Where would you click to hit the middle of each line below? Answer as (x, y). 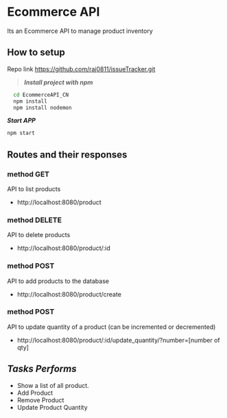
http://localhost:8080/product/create (69, 294)
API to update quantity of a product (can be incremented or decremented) (111, 327)
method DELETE (34, 220)
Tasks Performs (42, 369)
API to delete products (39, 235)
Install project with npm (58, 82)
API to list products (34, 188)
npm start (21, 133)
